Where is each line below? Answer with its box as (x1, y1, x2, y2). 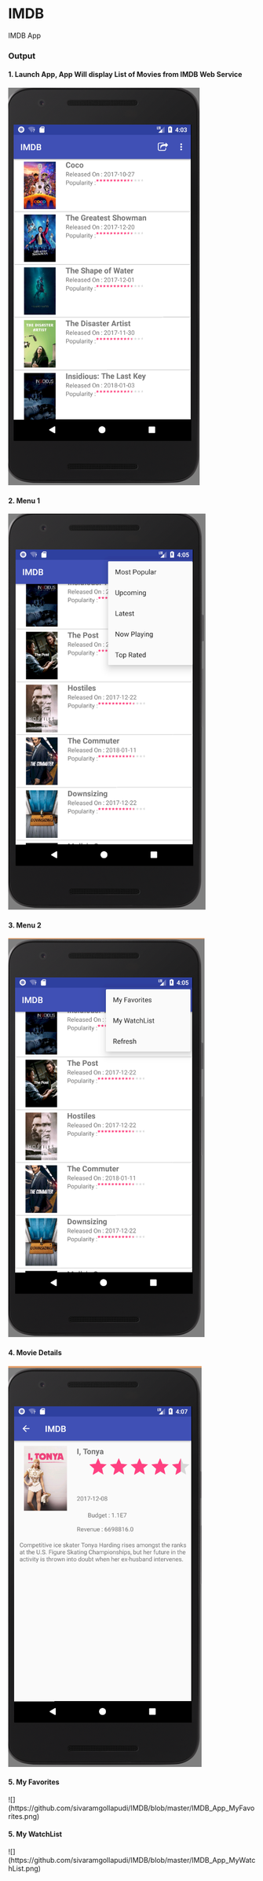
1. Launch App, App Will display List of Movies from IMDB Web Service (8, 70, 243, 79)
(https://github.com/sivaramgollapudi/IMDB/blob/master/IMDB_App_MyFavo (8, 1803, 255, 1813)
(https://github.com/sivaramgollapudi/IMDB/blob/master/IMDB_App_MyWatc (8, 1856, 256, 1865)
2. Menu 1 (8, 496, 41, 505)
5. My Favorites (8, 1777, 60, 1787)
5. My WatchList (8, 1829, 63, 1839)
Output (8, 50, 36, 61)
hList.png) (8, 1864, 42, 1873)
